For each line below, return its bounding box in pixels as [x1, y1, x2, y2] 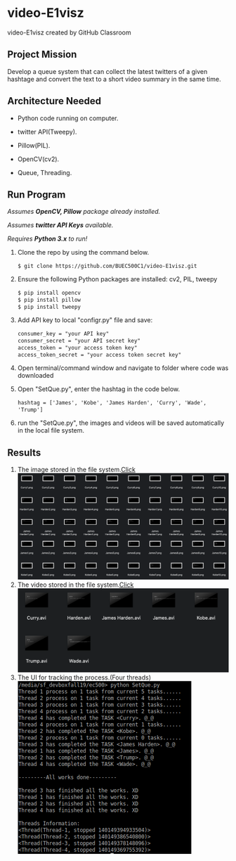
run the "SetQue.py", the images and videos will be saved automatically [17, 419, 225, 427]
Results [7, 447, 41, 459]
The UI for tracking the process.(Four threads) [17, 673, 152, 682]
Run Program [7, 189, 66, 200]
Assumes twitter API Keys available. [7, 221, 114, 229]
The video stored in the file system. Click [17, 580, 134, 589]
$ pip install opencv [17, 290, 81, 297]
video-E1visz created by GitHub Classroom [7, 28, 131, 37]
